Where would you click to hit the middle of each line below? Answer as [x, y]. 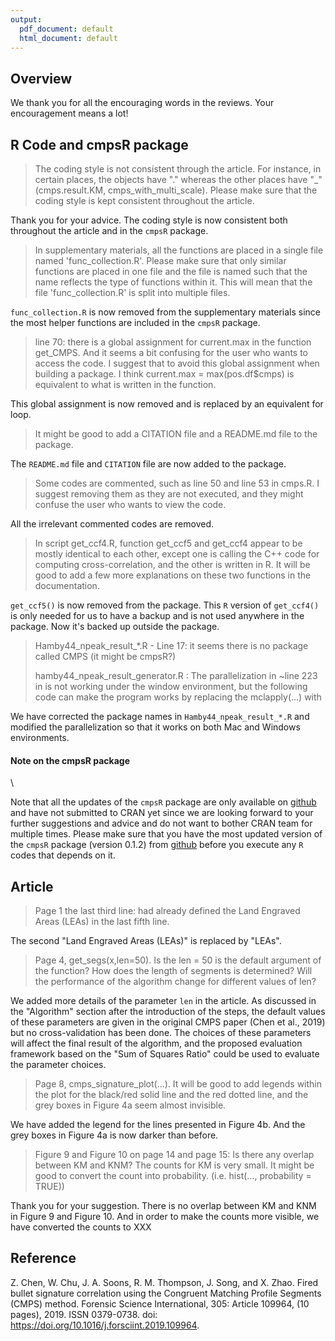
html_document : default [68, 38]
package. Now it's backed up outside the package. [115, 626]
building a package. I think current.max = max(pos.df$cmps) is [164, 374]
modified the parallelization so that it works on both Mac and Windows [155, 727]
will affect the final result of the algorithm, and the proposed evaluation [156, 1043]
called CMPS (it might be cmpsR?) [105, 656]
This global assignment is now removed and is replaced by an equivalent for [167, 404]
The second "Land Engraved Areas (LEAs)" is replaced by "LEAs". [146, 941]
